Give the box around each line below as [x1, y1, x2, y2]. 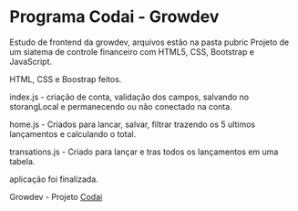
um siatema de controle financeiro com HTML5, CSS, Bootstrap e [9, 46, 255, 57]
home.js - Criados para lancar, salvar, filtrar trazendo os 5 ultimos [9, 119, 256, 130]
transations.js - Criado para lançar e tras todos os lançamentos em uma [9, 146, 279, 157]
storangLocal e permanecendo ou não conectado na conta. [9, 100, 232, 111]
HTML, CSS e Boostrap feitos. [9, 73, 122, 84]
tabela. [9, 155, 36, 166]
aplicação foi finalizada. [9, 174, 98, 185]
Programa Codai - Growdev [9, 6, 220, 27]
